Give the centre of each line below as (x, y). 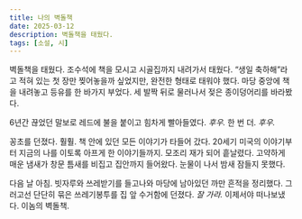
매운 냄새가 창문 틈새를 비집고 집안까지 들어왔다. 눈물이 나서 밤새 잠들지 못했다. (147, 164)
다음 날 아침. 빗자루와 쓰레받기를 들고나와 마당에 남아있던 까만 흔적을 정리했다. (146, 183)
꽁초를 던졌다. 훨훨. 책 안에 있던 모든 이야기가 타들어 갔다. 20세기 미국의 (135, 141)
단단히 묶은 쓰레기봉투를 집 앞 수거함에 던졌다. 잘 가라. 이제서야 (143, 195)
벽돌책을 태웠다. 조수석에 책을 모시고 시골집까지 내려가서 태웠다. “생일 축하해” (145, 69)
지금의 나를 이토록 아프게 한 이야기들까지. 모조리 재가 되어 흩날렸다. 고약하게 (152, 153)
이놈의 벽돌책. (46, 206)
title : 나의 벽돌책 (41, 18)
